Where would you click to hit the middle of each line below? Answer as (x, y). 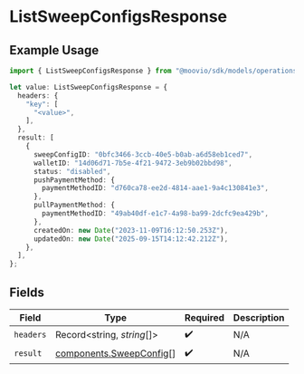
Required (204, 317)
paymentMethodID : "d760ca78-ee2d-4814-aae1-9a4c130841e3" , (156, 188)
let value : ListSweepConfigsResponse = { (89, 87)
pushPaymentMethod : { (74, 180)
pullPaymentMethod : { (74, 206)
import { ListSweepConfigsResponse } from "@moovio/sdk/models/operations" (155, 71)
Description (259, 317)
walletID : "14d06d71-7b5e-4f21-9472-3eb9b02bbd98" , (133, 163)
